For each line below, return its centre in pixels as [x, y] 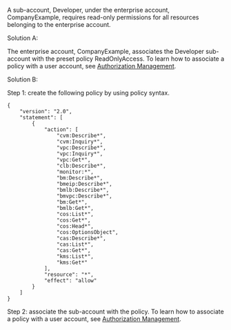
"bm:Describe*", [80, 178]
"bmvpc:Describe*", [84, 196]
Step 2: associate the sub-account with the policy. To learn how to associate [115, 311]
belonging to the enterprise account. [59, 25]
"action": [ [61, 130]
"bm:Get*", [72, 202]
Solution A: [23, 38]
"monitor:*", [75, 172]
